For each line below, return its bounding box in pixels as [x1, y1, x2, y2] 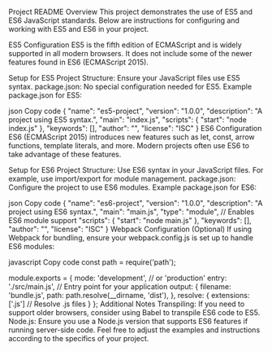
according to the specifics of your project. [8, 334, 149, 343]
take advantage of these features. [8, 150, 122, 159]
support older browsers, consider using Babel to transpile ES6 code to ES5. [8, 308, 261, 317]
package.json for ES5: [8, 90, 83, 100]
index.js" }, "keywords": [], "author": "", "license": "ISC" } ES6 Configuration [8, 124, 262, 133]
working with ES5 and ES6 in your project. [8, 24, 149, 33]
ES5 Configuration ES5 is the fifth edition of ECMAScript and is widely [8, 40, 242, 50]
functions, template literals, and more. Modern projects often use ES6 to [8, 141, 250, 150]
